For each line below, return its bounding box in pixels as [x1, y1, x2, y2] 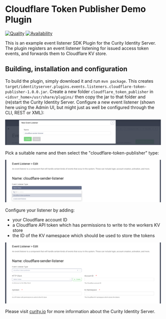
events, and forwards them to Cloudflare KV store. [5, 51, 108, 56]
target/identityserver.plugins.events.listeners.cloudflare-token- [5, 84, 147, 89]
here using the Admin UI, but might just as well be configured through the [5, 104, 155, 110]
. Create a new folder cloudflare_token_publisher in [47, 88, 154, 95]
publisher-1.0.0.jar [5, 89, 48, 95]
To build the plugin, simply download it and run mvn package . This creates [5, 78, 154, 84]
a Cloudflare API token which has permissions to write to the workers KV [12, 222, 161, 228]
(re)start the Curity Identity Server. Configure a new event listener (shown [5, 99, 155, 105]
